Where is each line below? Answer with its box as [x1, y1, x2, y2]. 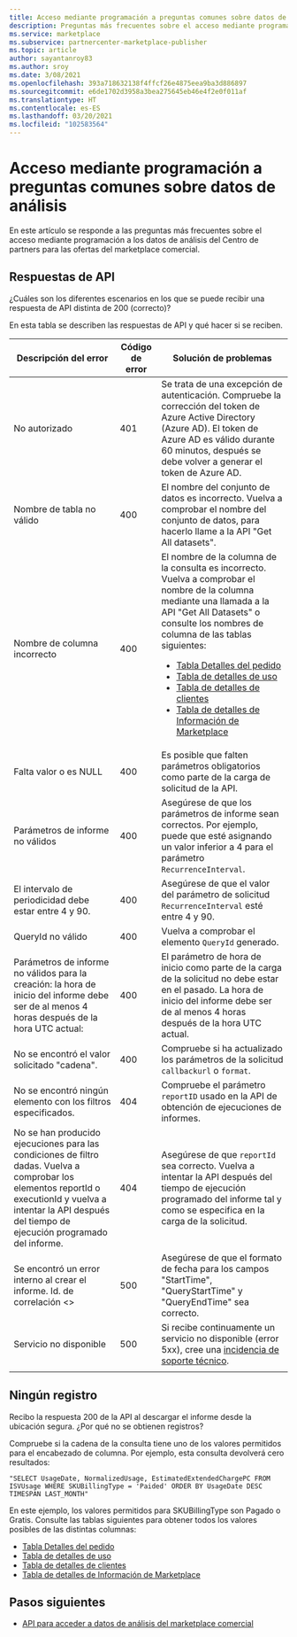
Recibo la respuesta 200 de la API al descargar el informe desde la [9, 1411, 252, 1422]
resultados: [9, 1456, 50, 1467]
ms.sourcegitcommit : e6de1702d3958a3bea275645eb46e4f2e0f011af [9, 87, 247, 96]
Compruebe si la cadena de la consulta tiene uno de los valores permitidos [9, 1438, 282, 1448]
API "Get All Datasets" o [161, 606, 261, 618]
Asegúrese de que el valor [161, 877, 270, 889]
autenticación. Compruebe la [161, 389, 281, 401]
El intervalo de [13, 882, 73, 895]
